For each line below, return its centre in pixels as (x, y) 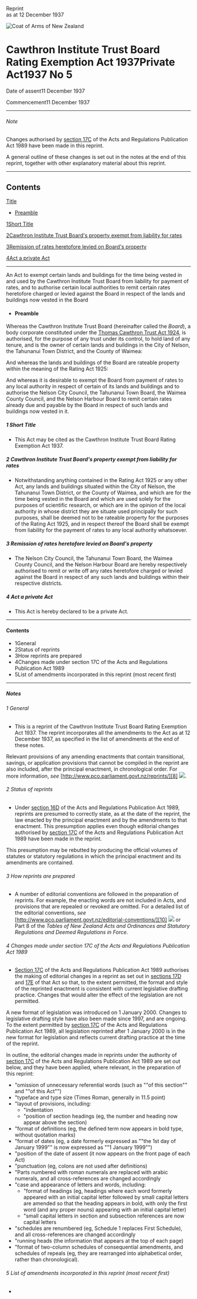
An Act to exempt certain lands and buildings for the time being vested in (94, 274)
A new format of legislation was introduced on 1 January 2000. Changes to (96, 1013)
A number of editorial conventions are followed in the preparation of (96, 894)
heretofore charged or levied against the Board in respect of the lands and (96, 293)
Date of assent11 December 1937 (45, 91)
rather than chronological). (47, 1260)
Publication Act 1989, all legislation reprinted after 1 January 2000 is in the (96, 1031)
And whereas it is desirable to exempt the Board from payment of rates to (95, 380)
